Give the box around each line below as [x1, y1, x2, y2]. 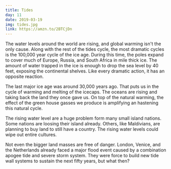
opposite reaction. [5, 73, 44, 80]
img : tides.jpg [5, 22, 38, 27]
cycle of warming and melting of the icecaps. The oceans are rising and [5, 89, 158, 95]
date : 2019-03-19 [5, 17, 43, 22]
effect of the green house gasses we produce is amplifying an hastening [5, 100, 159, 106]
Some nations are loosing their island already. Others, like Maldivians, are [5, 121, 160, 127]
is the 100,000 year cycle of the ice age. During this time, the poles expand [5, 52, 164, 58]
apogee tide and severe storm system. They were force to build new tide [5, 153, 159, 159]
